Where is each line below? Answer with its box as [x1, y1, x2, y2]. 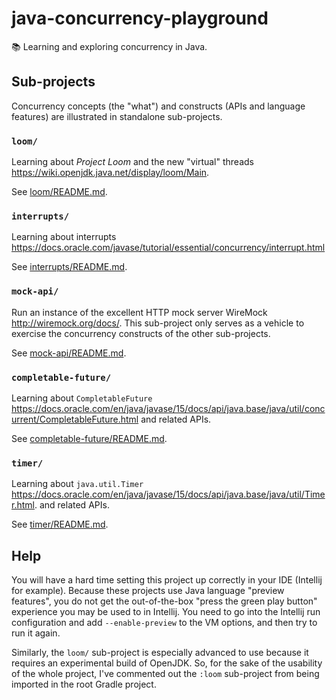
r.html [11, 499, 35, 511]
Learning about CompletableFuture [11, 392, 153, 404]
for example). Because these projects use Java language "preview [11, 585, 285, 597]
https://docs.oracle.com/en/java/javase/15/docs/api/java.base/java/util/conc [11, 402, 326, 414]
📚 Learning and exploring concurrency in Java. [11, 40, 208, 52]
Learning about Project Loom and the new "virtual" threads [11, 156, 254, 168]
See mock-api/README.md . [11, 347, 127, 359]
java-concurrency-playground [11, 7, 269, 30]
